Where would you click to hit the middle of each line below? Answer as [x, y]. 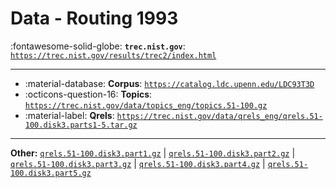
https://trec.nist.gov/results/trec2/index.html [113, 55]
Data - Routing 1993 [94, 18]
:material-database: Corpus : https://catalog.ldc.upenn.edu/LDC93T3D [169, 83]
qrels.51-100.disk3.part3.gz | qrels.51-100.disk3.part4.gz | [138, 163]
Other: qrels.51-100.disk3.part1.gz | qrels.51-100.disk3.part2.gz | [153, 153]
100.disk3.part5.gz [51, 173]
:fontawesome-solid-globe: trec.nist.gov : [98, 46]
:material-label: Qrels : [69, 115]
